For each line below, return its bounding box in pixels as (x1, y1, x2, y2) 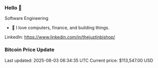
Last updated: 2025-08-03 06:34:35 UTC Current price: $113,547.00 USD (4, 57, 153, 63)
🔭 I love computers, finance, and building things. (11, 25, 110, 31)
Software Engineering (4, 16, 49, 21)
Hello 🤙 (4, 4, 22, 11)
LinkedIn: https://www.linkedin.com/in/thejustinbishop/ (4, 34, 115, 40)
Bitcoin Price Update (4, 46, 54, 53)
